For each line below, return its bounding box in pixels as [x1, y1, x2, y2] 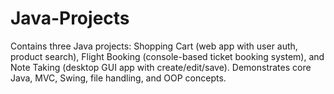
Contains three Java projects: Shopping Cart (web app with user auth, [10, 40, 298, 52]
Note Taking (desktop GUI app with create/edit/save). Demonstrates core [10, 61, 312, 73]
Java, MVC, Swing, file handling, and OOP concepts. [10, 72, 227, 84]
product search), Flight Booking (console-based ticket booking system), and [10, 50, 325, 62]
